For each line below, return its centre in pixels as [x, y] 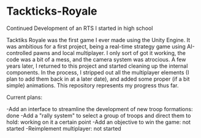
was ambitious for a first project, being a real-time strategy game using [96, 46]
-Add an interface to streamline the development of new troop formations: [100, 109]
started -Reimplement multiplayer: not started [64, 128]
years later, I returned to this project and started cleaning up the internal [97, 66]
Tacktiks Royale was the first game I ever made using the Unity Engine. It [98, 40]
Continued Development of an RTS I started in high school [80, 28]
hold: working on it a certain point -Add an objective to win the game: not [99, 122]
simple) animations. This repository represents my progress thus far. [93, 85]
